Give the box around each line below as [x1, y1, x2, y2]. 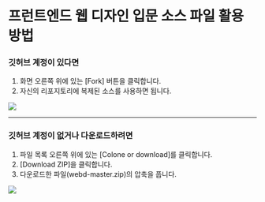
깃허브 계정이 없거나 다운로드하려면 [8, 130, 133, 141]
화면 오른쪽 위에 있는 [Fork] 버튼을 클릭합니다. [19, 77, 162, 86]
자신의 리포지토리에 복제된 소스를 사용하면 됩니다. [19, 86, 172, 95]
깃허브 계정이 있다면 [8, 57, 80, 68]
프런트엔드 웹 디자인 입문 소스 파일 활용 [8, 7, 244, 25]
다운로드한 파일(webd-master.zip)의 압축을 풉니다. [19, 169, 177, 178]
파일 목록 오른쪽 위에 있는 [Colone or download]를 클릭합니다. [19, 149, 213, 159]
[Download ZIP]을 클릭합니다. [19, 159, 113, 169]
